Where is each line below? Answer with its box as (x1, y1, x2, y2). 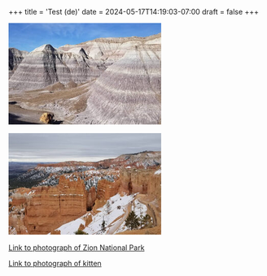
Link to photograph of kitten (8, 259, 102, 268)
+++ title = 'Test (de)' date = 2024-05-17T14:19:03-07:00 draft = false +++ (8, 7, 259, 16)
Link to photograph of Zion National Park (8, 243, 145, 252)
